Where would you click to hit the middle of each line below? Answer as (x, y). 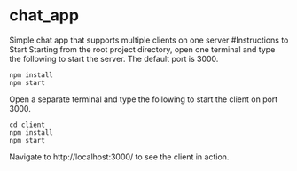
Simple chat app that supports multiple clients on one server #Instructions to (149, 40)
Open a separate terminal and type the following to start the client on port (144, 99)
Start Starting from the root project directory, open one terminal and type (142, 49)
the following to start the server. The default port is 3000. (114, 58)
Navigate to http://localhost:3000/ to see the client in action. (119, 157)
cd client (27, 125)
